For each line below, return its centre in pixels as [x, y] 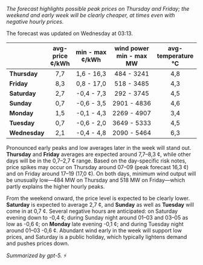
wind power [132, 48]
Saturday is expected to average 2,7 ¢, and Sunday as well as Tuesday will [100, 205]
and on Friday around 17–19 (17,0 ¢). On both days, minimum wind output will [101, 173]
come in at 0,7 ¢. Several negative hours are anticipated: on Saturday [92, 211]
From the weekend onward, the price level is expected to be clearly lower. [98, 198]
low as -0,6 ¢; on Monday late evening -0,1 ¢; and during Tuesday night [95, 224]
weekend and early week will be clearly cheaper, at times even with [91, 15]
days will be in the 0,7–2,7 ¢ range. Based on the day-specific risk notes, [96, 161]
